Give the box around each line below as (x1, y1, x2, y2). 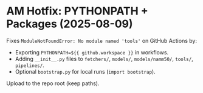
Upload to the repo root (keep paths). (6, 80, 100, 87)
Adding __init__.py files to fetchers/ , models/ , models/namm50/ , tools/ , (15, 55, 193, 62)
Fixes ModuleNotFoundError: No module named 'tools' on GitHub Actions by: (6, 37, 198, 44)
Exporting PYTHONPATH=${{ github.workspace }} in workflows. (15, 48, 169, 56)
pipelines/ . (15, 62, 44, 69)
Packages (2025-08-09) (6, 17, 133, 31)
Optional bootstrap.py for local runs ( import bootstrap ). (15, 68, 156, 75)
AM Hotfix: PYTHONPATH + (6, 4, 149, 18)
